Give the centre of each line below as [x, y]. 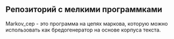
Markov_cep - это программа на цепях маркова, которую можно [87, 23]
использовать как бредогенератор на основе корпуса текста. [83, 30]
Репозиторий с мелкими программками [84, 10]
